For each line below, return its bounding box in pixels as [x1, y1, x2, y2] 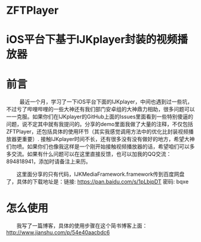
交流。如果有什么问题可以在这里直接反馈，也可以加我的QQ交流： [11, 151, 172, 158]
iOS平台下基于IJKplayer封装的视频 [6, 33, 178, 47]
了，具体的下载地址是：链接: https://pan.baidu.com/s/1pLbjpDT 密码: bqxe [6, 178, 189, 185]
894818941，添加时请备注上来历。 [6, 158, 92, 165]
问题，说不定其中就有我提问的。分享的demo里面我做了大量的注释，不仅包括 [6, 121, 193, 128]
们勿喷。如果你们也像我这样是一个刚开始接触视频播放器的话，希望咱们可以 [6, 143, 190, 150]
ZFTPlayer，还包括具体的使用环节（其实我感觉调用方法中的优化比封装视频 [6, 128, 189, 135]
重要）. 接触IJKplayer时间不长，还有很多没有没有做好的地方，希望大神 [22, 136, 195, 143]
